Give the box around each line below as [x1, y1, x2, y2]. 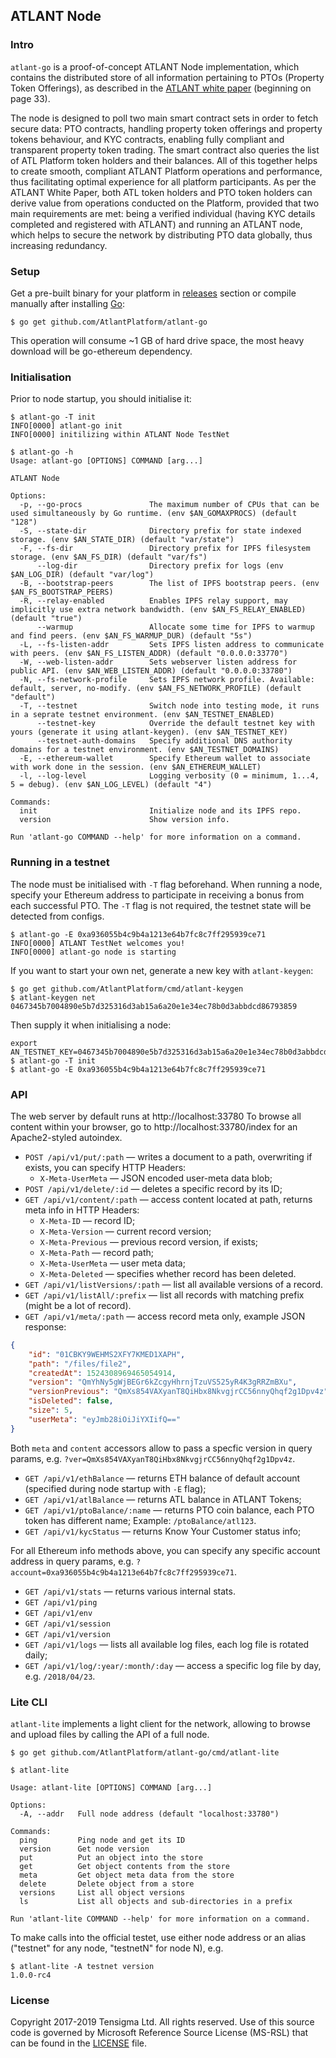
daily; [24, 1649, 48, 1661]
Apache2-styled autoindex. [10, 1131, 123, 1143]
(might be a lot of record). [24, 1299, 132, 1311]
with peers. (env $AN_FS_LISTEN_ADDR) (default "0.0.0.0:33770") [10, 649, 288, 659]
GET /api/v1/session [24, 1619, 111, 1629]
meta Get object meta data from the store [19, 1870, 235, 1880]
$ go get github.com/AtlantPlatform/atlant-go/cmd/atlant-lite [10, 1747, 280, 1758]
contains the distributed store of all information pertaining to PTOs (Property [10, 71, 325, 83]
